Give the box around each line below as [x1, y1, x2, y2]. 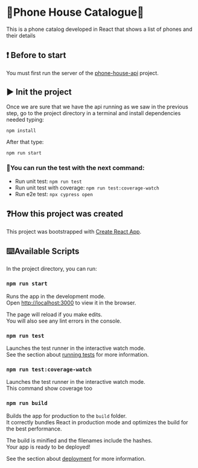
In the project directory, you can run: [6, 265, 97, 272]
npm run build [6, 400, 48, 407]
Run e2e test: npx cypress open [14, 190, 94, 197]
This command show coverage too [6, 384, 92, 392]
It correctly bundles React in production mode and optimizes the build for [6, 418, 188, 426]
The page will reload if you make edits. [6, 311, 103, 318]
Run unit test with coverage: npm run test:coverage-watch [14, 184, 159, 191]
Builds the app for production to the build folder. [6, 412, 127, 420]
